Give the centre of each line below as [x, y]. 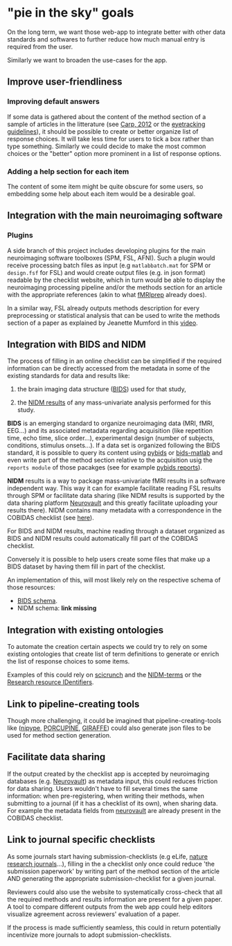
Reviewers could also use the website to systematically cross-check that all [115, 892]
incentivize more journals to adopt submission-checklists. [89, 935]
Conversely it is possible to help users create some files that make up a [109, 560]
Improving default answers [54, 102]
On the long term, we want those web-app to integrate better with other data [116, 32]
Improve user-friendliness [65, 82]
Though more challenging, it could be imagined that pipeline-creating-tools [114, 721]
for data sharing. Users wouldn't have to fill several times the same [102, 788]
